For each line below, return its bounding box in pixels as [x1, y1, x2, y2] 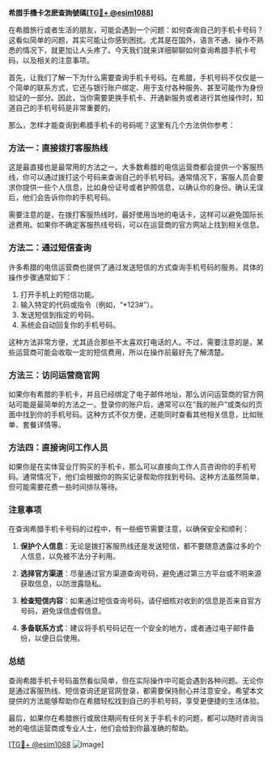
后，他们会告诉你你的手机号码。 [8, 193, 115, 202]
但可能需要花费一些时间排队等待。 [8, 482, 122, 492]
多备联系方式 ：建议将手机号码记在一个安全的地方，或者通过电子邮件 [19, 623, 248, 633]
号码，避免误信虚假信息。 [19, 606, 106, 616]
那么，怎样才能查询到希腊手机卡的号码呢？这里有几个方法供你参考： [8, 121, 236, 130]
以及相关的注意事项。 [22, 56, 94, 65]
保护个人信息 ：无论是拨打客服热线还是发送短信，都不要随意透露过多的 [19, 542, 255, 551]
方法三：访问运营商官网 [8, 369, 100, 381]
